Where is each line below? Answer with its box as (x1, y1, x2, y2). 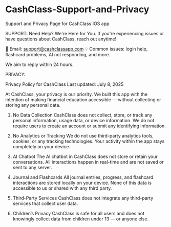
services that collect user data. (12, 200, 78, 207)
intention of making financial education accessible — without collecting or (5, 96, 161, 103)
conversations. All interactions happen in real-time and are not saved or (12, 158, 164, 165)
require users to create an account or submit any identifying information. (12, 123, 166, 129)
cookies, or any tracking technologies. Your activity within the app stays (12, 138, 165, 144)
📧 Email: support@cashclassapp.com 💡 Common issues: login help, (5, 46, 148, 52)
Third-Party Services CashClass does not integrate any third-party (12, 195, 154, 201)
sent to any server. (12, 164, 52, 170)
